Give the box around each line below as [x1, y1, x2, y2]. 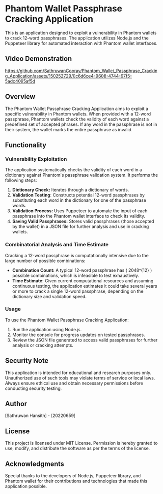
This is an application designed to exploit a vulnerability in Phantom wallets [5, 30, 157, 36]
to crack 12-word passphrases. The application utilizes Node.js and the [5, 35, 149, 41]
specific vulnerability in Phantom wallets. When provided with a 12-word [5, 111, 151, 116]
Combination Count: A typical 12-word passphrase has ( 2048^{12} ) [12, 267, 152, 273]
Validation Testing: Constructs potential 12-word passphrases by [12, 192, 145, 198]
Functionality [5, 141, 47, 149]
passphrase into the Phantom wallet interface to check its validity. [12, 213, 146, 219]
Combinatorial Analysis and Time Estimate [5, 241, 109, 248]
